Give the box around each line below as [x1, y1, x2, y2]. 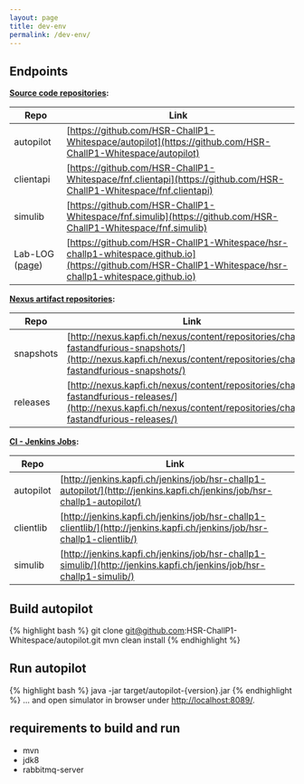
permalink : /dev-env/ [9, 30, 91, 39]
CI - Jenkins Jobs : [9, 436, 80, 447]
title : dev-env [9, 22, 67, 31]
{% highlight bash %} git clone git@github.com [9, 626, 185, 636]
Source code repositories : [9, 88, 109, 99]
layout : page [9, 13, 59, 23]
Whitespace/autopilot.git [9, 635, 101, 645]
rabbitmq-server [22, 764, 84, 775]
